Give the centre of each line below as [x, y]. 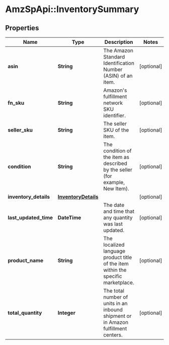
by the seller [117, 170]
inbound [113, 310]
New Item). [116, 189]
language [114, 251]
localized [114, 245]
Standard [114, 57]
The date [114, 205]
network [113, 103]
